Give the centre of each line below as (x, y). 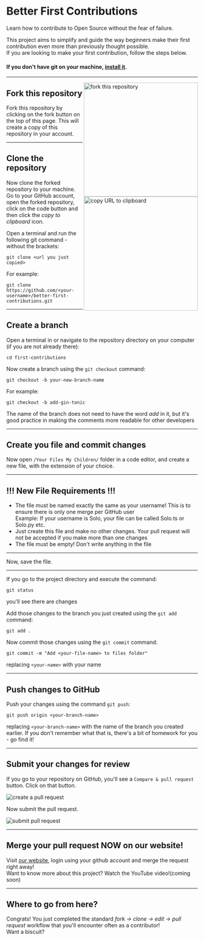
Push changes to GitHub (53, 689)
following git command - (37, 240)
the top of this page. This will (42, 120)
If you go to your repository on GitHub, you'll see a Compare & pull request (100, 779)
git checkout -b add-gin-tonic (46, 403)
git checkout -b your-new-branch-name (55, 380)
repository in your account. (40, 133)
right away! (20, 866)
